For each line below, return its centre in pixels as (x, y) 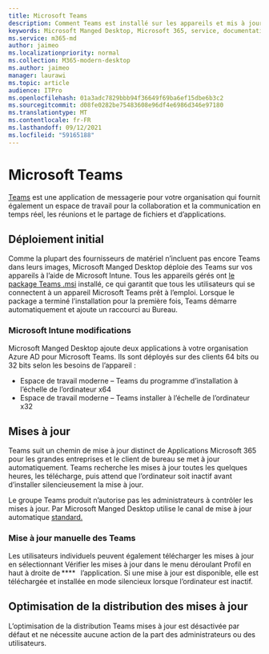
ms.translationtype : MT (48, 113)
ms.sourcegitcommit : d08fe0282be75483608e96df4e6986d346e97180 (116, 105)
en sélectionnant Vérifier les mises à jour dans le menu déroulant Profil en (130, 564)
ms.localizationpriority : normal (64, 53)
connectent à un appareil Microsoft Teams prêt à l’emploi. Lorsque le (121, 293)
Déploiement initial (56, 239)
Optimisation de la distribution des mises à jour (128, 607)
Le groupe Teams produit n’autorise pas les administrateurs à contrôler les (131, 500)
